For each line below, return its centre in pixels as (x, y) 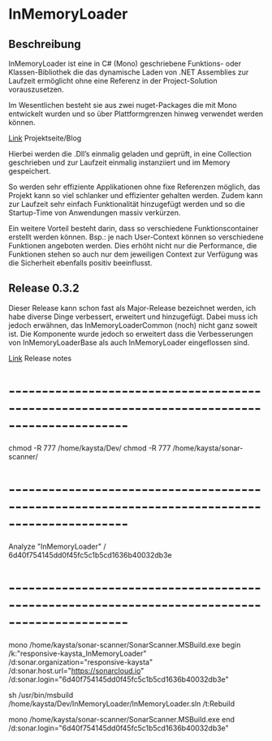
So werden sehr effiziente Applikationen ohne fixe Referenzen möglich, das (134, 187)
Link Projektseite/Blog (45, 138)
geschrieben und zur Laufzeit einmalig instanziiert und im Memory (119, 162)
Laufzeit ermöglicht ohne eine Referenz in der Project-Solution (113, 81)
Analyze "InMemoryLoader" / (58, 546)
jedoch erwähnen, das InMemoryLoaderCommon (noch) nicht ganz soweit (133, 325)
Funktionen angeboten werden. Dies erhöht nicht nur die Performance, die (133, 246)
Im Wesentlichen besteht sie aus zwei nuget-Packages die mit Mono (123, 105)
